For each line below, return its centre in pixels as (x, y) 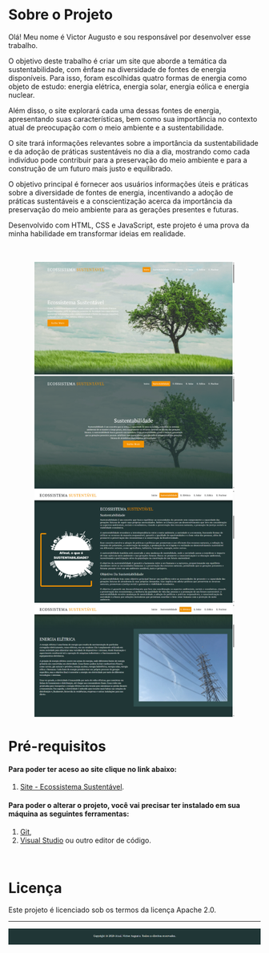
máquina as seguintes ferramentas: (69, 814)
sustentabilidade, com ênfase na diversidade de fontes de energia (117, 69)
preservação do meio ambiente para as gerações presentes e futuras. (124, 209)
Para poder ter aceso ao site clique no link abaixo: (93, 769)
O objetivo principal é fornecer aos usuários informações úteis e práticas (128, 184)
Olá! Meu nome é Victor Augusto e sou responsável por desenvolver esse (130, 37)
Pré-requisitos (57, 747)
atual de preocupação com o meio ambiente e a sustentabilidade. (116, 127)
